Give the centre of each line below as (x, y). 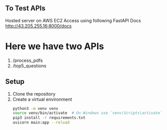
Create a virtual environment (42, 99)
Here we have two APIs (55, 46)
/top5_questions (29, 66)
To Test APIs (25, 8)
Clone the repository (34, 94)
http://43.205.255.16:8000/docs (38, 26)
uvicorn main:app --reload (41, 123)
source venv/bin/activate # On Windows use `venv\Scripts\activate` (88, 113)
